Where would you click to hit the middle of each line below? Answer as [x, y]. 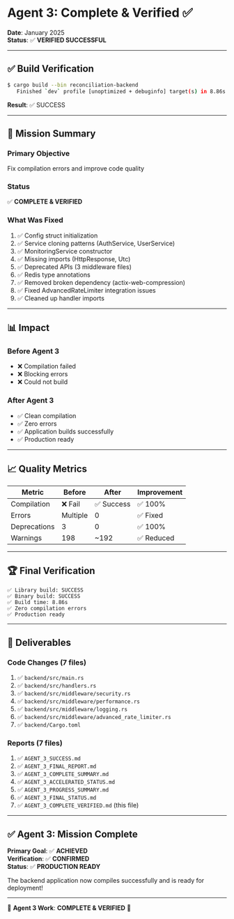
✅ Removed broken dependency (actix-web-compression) [101, 282]
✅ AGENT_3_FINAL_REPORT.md [57, 766]
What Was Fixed [36, 220]
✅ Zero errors [37, 424]
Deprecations [33, 526]
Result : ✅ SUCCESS [37, 105]
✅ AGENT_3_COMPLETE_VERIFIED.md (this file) [78, 805]
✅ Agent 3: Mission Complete [72, 834]
